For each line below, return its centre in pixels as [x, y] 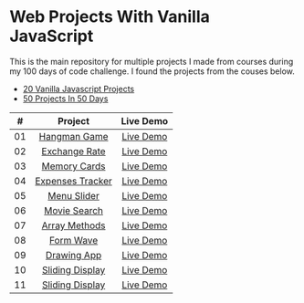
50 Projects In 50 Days [65, 99]
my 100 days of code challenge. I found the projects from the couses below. [152, 71]
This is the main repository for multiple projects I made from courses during [152, 61]
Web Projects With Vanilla [110, 17]
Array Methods [73, 225]
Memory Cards [73, 166]
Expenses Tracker [73, 181]
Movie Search [73, 210]
